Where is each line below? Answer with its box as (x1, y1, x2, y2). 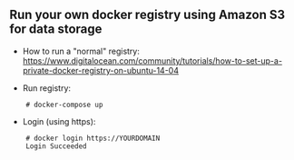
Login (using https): (22, 115, 96, 126)
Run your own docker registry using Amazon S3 (9, 7, 286, 23)
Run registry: (22, 82, 71, 94)
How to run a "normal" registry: (22, 45, 141, 56)
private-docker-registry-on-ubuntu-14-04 (22, 65, 180, 75)
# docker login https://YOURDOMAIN (25, 134, 161, 143)
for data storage (9, 22, 103, 37)
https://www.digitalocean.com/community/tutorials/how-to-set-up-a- (22, 55, 283, 66)
